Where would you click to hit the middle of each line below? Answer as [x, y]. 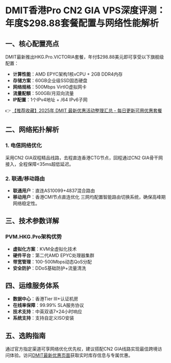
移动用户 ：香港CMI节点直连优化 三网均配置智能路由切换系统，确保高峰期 [89, 197]
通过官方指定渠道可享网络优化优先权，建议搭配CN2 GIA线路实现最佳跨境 [82, 349]
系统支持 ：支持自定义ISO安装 [43, 318]
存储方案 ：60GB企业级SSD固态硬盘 [50, 80]
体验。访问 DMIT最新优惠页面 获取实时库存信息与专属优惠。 [71, 355]
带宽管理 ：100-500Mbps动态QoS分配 [52, 261]
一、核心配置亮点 [32, 44]
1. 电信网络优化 [24, 146]
